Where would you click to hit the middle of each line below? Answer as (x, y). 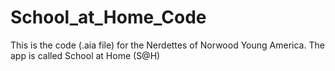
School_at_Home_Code (108, 17)
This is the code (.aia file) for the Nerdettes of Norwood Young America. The (167, 45)
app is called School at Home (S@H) (85, 55)
